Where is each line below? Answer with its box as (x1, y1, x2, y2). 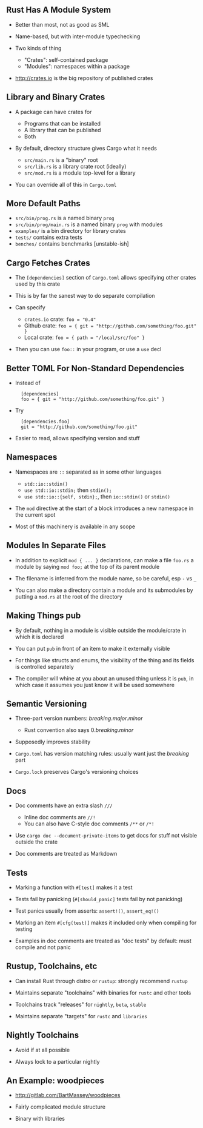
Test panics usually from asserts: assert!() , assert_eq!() (15, 907, 159, 915)
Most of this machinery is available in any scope (15, 523, 135, 530)
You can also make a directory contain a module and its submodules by (15, 586, 193, 594)
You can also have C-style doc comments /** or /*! (24, 820, 155, 827)
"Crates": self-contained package (24, 56, 108, 63)
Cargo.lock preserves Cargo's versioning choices (15, 768, 139, 776)
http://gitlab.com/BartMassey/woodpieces (15, 1092, 121, 1099)
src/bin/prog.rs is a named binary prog (15, 215, 115, 222)
